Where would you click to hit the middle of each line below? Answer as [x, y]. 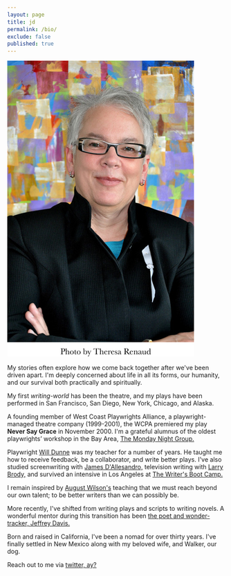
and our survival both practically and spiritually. [75, 383]
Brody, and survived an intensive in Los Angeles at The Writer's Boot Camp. [115, 474]
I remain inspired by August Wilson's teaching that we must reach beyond [112, 488]
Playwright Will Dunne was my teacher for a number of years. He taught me [115, 452]
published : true [30, 44]
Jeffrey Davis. [50, 523]
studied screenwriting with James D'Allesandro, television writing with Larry [115, 467]
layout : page [26, 15]
